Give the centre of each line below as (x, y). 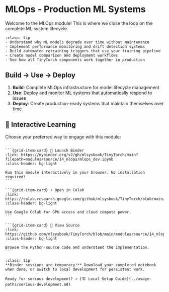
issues (19, 98)
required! (16, 177)
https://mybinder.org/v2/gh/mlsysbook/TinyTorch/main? (79, 155)
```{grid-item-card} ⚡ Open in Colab (45, 190)
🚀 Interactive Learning (41, 125)
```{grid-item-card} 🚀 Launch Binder (45, 150)
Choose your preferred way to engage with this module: (63, 136)
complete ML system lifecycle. (37, 28)
